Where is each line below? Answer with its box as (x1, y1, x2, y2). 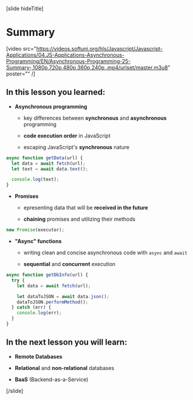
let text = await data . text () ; (11, 166, 89, 172)
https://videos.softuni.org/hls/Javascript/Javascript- (36, 45, 163, 52)
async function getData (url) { (6, 155, 83, 161)
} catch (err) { (11, 304, 51, 310)
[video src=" (6, 45, 37, 52)
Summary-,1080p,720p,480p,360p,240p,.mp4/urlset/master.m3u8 (6, 64, 168, 71)
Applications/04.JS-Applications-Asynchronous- (6, 51, 125, 58)
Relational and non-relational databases (14, 364, 115, 371)
